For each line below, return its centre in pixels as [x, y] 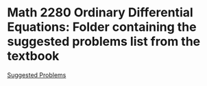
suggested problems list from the [104, 42]
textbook [33, 56]
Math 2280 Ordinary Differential [100, 13]
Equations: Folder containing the [102, 27]
